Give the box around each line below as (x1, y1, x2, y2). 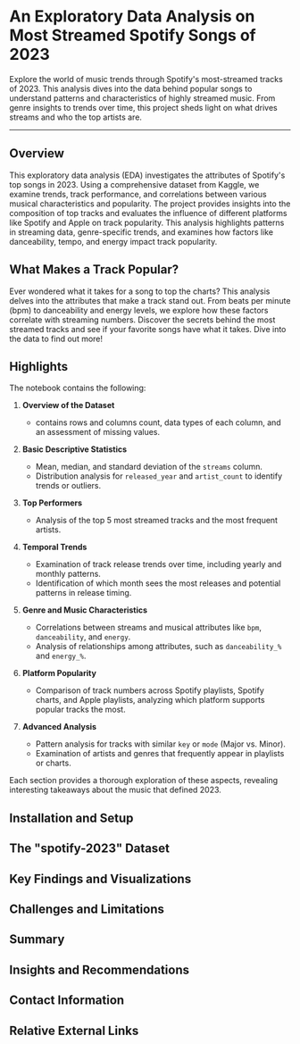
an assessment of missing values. (35, 427, 161, 438)
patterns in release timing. (35, 588, 132, 598)
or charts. (35, 757, 71, 769)
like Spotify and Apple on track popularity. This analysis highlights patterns (9, 217, 285, 228)
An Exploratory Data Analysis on (9, 6, 255, 27)
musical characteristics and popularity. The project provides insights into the (9, 198, 291, 209)
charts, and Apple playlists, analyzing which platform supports (35, 695, 265, 706)
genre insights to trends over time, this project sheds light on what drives (9, 102, 279, 113)
